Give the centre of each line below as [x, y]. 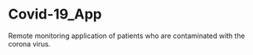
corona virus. [29, 43]
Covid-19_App [55, 14]
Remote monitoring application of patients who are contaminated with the [127, 36]
